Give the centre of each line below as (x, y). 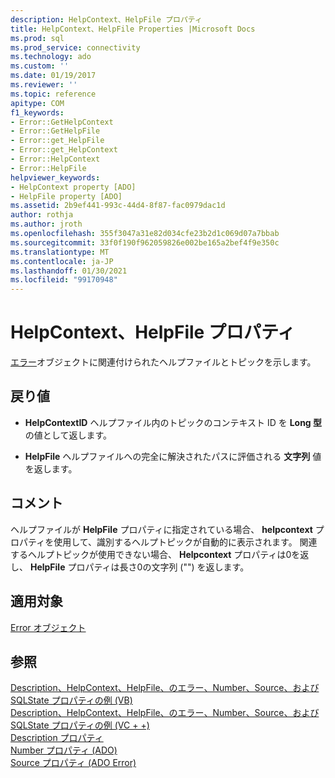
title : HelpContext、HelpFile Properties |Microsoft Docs (133, 29)
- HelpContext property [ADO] (73, 187)
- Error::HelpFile (48, 168)
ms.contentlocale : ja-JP (62, 261)
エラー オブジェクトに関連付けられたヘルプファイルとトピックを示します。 (163, 362)
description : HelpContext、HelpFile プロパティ (106, 19)
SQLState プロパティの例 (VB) (71, 700)
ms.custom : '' (40, 66)
